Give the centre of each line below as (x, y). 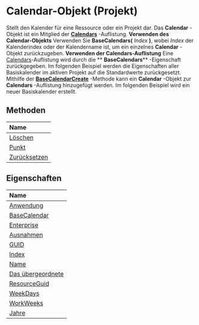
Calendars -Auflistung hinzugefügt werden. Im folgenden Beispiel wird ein (98, 85)
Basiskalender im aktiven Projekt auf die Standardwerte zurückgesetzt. (94, 72)
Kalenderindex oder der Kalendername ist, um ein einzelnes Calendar (92, 47)
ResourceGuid (29, 284)
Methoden (26, 110)
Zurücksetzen (29, 157)
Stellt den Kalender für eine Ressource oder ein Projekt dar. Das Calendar (97, 28)
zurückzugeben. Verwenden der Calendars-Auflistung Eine (99, 53)
